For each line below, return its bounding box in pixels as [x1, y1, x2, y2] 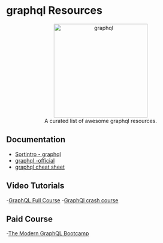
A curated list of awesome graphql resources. [44, 117, 158, 124]
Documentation [6, 134, 66, 145]
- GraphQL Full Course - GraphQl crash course [6, 196, 119, 204]
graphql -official [14, 157, 55, 164]
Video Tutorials [6, 181, 65, 191]
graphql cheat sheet [14, 163, 65, 170]
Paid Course [6, 214, 53, 224]
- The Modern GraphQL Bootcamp [6, 230, 89, 237]
